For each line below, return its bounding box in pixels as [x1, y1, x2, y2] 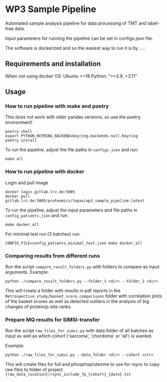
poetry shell [5, 129, 33, 134]
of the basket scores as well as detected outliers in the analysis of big [5, 298, 149, 304]
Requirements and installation [5, 59, 101, 68]
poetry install [5, 138, 37, 143]
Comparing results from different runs [5, 252, 100, 259]
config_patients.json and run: [5, 212, 69, 218]
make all [5, 157, 24, 162]
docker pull [5, 194, 30, 199]
